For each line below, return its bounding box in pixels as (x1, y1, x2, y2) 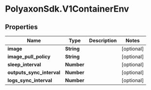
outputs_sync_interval (7, 69, 61, 76)
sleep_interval (7, 61, 41, 68)
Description (89, 37, 117, 44)
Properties (5, 23, 38, 31)
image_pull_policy (7, 54, 51, 60)
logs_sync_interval (7, 77, 53, 84)
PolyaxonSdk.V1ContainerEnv (5, 3, 129, 15)
